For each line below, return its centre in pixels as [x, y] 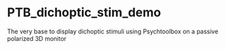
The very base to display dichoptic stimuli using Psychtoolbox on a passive [113, 31]
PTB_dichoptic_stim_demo [84, 13]
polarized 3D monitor [37, 38]
